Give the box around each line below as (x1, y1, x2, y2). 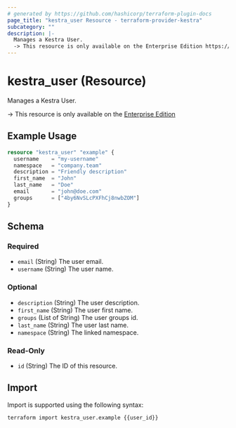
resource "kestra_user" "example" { (7, 149, 114, 156)
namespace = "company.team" (13, 162, 102, 169)
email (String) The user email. (17, 258, 104, 266)
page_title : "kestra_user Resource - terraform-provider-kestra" (7, 17, 202, 24)
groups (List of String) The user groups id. (17, 313, 138, 321)
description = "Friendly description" (13, 168, 128, 175)
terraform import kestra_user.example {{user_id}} (7, 414, 159, 421)
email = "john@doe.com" (13, 188, 102, 195)
